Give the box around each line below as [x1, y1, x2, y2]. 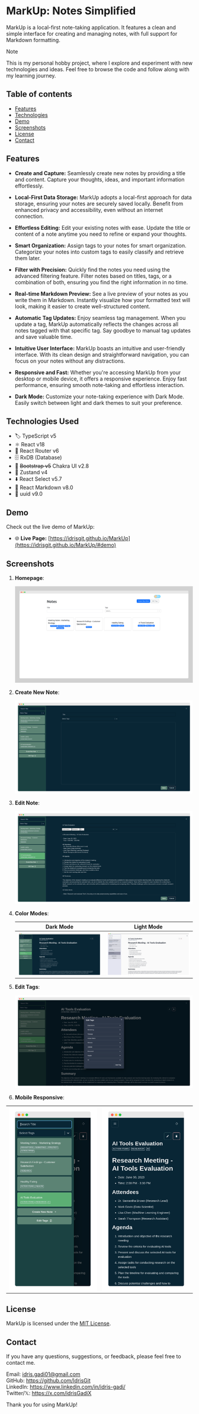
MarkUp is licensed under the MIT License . [6, 1320, 111, 1327]
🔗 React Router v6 [14, 447, 59, 455]
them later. [14, 254, 41, 262]
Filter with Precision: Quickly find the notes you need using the [14, 266, 170, 273]
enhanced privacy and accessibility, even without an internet [14, 206, 163, 213]
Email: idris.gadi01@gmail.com [6, 1370, 81, 1378]
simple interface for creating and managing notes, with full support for [6, 30, 178, 37]
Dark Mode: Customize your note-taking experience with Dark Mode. [14, 393, 185, 400]
